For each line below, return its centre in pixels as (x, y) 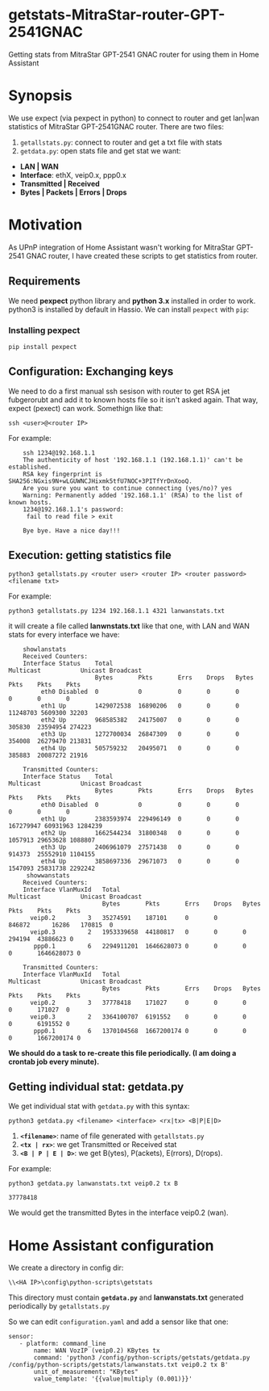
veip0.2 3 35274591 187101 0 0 (124, 918)
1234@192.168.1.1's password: (74, 509)
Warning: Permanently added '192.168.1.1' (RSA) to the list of (133, 495)
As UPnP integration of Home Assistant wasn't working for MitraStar (122, 247)
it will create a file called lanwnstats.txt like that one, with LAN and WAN (129, 626)
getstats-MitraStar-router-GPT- (117, 15)
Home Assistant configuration (112, 1245)
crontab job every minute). (54, 1061)
